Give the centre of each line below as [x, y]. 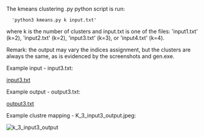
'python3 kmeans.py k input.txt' [54, 20]
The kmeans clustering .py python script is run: [66, 9]
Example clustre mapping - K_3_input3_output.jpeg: [71, 115]
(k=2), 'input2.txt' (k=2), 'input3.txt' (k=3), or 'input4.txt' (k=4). [86, 38]
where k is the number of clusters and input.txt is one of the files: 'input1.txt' [102, 31]
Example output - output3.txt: [43, 92]
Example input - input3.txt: [40, 68]
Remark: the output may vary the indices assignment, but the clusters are [99, 50]
